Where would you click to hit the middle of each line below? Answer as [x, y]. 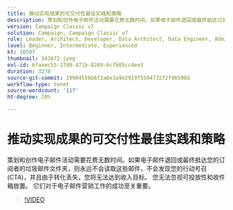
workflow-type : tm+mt [38, 84]
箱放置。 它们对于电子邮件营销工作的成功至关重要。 [81, 185]
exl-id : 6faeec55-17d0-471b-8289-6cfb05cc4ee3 [75, 65]
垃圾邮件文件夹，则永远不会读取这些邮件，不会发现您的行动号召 [116, 168]
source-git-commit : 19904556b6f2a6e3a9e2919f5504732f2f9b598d [99, 78]
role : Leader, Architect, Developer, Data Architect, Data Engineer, [110, 39]
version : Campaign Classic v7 [51, 26]
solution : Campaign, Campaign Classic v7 [68, 33]
